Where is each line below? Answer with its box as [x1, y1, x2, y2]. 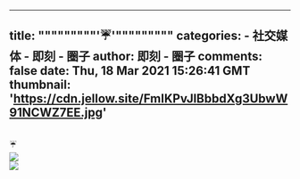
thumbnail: [9, 77, 71, 93]
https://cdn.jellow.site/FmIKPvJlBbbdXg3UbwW [12, 91, 288, 107]
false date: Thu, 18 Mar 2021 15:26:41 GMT [9, 63, 251, 78]
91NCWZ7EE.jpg [9, 105, 103, 120]
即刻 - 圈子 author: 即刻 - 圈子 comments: [31, 49, 263, 64]
